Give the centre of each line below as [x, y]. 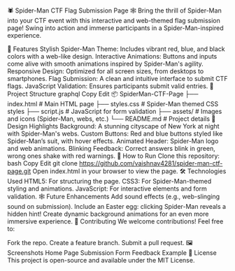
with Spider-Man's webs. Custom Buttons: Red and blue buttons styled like [115, 133]
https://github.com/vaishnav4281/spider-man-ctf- [151, 163]
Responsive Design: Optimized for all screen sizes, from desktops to [106, 71]
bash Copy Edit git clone [43, 163]
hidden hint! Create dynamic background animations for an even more [108, 214]
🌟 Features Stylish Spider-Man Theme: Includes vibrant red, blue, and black [116, 49]
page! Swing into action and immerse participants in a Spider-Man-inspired [115, 28]
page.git [19, 171]
